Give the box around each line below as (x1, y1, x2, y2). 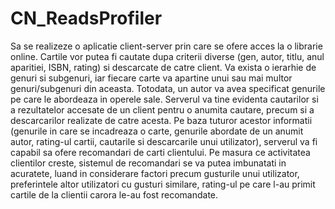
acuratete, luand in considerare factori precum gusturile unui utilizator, (10, 167, 300, 179)
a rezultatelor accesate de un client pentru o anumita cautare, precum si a (10, 103, 315, 116)
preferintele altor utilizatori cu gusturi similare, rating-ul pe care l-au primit (10, 178, 316, 190)
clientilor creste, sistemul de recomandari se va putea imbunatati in (10, 157, 287, 169)
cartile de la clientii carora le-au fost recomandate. (10, 188, 219, 201)
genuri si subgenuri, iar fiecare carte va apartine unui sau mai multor (10, 72, 293, 84)
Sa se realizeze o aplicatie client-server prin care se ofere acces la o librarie (10, 40, 323, 52)
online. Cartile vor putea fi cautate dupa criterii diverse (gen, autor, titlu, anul (10, 50, 325, 62)
